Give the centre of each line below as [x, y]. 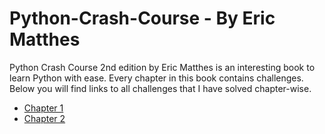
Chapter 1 [43, 108]
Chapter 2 [44, 118]
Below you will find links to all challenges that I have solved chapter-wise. [160, 88]
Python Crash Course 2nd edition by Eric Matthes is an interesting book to [162, 67]
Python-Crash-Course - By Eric [142, 18]
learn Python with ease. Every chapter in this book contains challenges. [156, 78]
